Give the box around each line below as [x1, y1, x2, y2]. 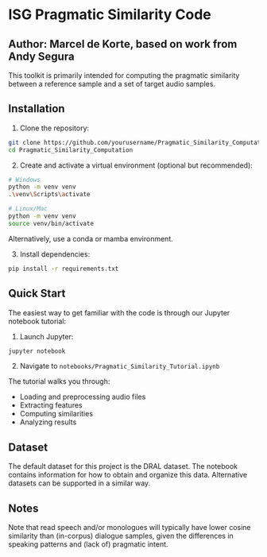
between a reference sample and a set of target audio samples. [8, 79, 216, 88]
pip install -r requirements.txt [8, 265, 119, 273]
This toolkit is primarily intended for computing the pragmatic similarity [8, 71, 240, 80]
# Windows [8, 176, 41, 184]
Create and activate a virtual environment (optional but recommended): [19, 161, 253, 170]
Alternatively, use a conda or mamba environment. [8, 234, 173, 243]
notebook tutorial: [8, 316, 67, 326]
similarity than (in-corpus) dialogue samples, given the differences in [8, 531, 234, 540]
